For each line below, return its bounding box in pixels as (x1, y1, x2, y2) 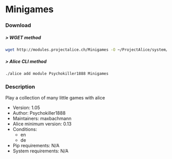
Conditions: (12, 126, 37, 132)
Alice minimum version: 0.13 (12, 121, 72, 127)
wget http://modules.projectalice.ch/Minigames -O (5, 47, 116, 52)
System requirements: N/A (12, 148, 69, 154)
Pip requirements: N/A (12, 143, 60, 149)
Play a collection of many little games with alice (5, 95, 105, 101)
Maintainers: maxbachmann (12, 116, 72, 122)
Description (5, 83, 35, 90)
